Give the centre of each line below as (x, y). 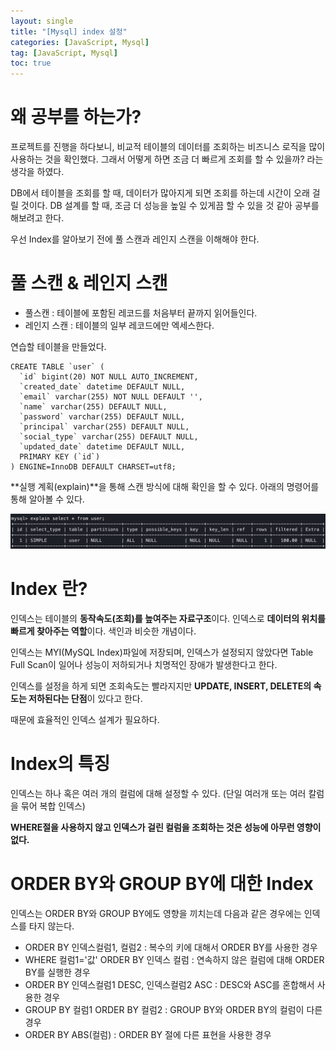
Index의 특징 (60, 764)
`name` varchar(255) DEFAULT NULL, (93, 407)
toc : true (31, 63)
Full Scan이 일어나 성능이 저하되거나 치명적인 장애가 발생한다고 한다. (144, 665)
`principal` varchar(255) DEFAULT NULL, (104, 427)
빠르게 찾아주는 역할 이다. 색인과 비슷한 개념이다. (103, 631)
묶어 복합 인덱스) (53, 806)
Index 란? (49, 589)
